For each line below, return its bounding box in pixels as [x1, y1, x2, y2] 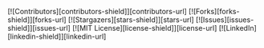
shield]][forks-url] [7, 15, 67, 24]
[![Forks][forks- [189, 7, 240, 16]
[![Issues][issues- [195, 15, 254, 24]
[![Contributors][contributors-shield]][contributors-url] [7, 7, 188, 16]
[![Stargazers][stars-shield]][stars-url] [67, 15, 194, 24]
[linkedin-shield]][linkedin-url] [7, 31, 107, 41]
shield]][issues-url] [7, 24, 71, 32]
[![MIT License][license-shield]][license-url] [72, 24, 217, 32]
